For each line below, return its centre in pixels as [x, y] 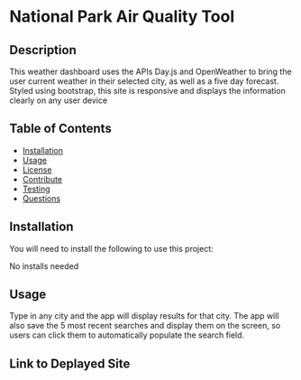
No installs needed [44, 266]
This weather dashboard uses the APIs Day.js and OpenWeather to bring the [150, 71]
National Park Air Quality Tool [122, 17]
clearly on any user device [59, 100]
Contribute [42, 179]
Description [43, 50]
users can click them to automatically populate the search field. [127, 335]
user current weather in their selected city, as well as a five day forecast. [144, 81]
